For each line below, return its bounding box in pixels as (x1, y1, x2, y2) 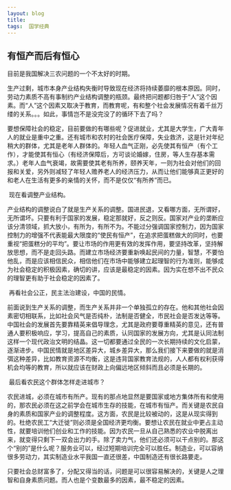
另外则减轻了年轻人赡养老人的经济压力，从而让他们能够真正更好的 (36, 168, 224, 176)
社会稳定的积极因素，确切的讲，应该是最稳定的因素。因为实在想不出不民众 (12, 265, 224, 274)
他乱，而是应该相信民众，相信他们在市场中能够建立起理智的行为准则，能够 (7, 257, 218, 265)
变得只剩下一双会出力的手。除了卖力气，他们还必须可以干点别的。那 (25, 436, 218, 444)
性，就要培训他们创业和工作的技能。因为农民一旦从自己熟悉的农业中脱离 (7, 427, 212, 435)
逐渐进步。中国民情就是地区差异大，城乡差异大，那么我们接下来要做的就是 (7, 346, 218, 355)
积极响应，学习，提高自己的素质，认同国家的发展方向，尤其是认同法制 (25, 329, 224, 337)
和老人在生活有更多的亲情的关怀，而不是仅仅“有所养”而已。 (7, 176, 175, 184)
